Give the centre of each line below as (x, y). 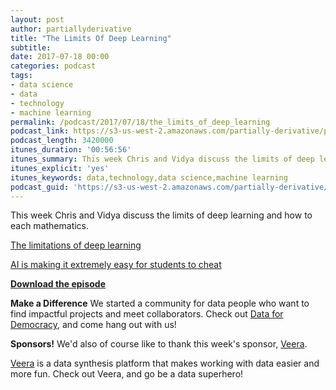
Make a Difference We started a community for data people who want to (160, 303)
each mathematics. (50, 226)
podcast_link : (40, 131)
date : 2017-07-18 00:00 (60, 57)
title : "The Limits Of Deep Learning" (91, 38)
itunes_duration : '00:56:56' (71, 150)
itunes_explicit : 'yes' (60, 168)
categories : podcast (53, 66)
